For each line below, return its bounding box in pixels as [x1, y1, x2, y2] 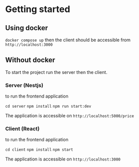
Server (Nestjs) [5, 81, 44, 89]
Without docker [5, 56, 55, 64]
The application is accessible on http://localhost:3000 [5, 156, 121, 162]
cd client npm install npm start [5, 147, 74, 152]
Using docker [5, 24, 48, 32]
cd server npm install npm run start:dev [5, 104, 92, 109]
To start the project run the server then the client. [5, 69, 107, 75]
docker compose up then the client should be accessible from [5, 37, 131, 43]
